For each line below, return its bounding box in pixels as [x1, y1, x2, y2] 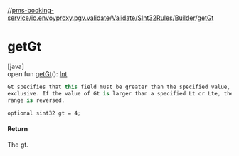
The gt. [7, 140, 28, 149]
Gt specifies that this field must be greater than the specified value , [7, 83, 231, 90]
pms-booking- [11, 6, 55, 14]
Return [7, 125, 28, 133]
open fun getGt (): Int [7, 69, 68, 78]
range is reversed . [7, 96, 65, 104]
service [7, 14, 30, 22]
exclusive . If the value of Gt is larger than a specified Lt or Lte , [7, 90, 221, 97]
